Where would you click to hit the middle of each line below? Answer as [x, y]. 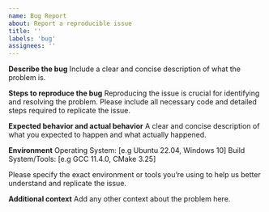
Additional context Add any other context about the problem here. [120, 199]
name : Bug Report [38, 16]
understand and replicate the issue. [68, 184]
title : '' [25, 31]
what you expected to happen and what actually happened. [107, 135]
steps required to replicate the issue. [70, 111]
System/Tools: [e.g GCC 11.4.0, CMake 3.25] [82, 159]
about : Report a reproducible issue [70, 23]
